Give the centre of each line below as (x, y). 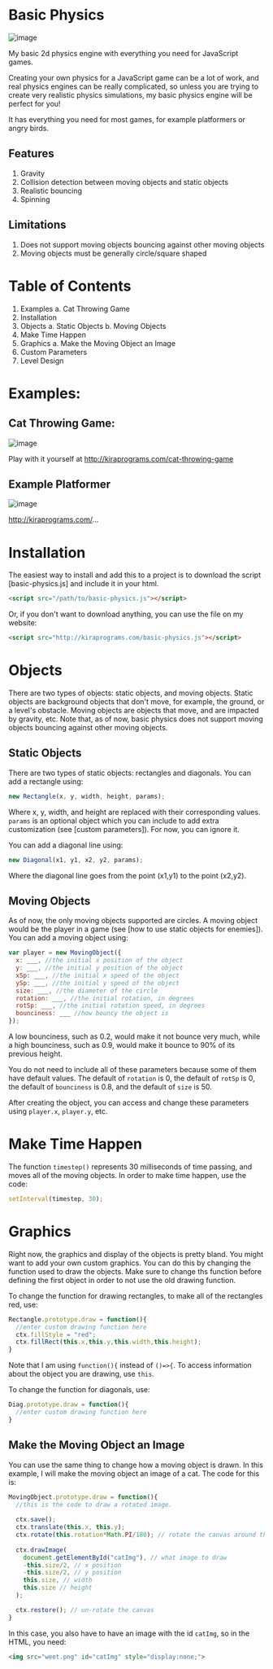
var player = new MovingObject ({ (65, 953)
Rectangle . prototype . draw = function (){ (78, 1319)
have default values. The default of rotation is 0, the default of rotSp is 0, (132, 1078)
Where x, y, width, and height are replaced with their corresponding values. (134, 812)
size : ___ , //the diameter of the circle (87, 991)
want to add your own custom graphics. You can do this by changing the (130, 1263)
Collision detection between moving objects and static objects (124, 182)
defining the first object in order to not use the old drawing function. (122, 1280)
